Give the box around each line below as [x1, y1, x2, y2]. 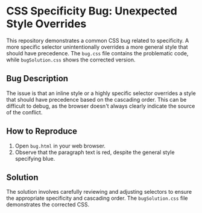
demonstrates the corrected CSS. [6, 201, 90, 208]
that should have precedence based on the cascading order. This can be [6, 96, 187, 103]
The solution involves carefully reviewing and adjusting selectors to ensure [6, 188, 192, 196]
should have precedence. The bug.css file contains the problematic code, [6, 49, 189, 57]
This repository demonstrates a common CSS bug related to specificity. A [6, 37, 189, 44]
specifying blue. [14, 155, 55, 162]
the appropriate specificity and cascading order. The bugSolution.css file [6, 194, 188, 202]
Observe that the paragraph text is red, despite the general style [14, 149, 175, 156]
